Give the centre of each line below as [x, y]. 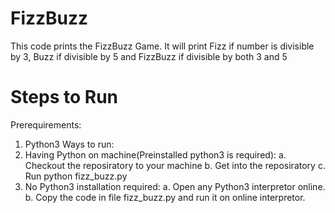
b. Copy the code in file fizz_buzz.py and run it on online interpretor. [165, 197]
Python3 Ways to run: [69, 144]
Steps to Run [64, 97]
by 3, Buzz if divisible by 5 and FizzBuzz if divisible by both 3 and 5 [149, 56]
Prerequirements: [46, 124]
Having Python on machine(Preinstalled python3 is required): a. [155, 154]
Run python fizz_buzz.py [76, 176]
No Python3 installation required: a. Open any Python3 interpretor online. [175, 186]
